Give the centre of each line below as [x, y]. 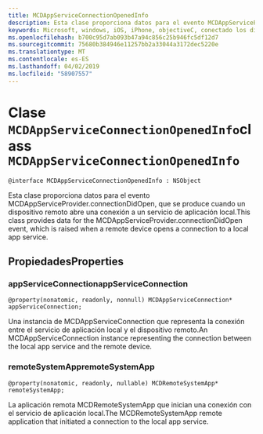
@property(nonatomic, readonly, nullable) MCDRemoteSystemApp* [113, 383]
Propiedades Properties [66, 261]
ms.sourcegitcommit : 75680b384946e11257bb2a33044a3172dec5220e [113, 45]
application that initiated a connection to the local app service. [108, 421]
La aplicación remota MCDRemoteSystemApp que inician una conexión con [130, 404]
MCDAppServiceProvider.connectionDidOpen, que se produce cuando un [127, 203]
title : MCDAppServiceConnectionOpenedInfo [78, 15]
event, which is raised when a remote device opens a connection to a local [128, 228]
